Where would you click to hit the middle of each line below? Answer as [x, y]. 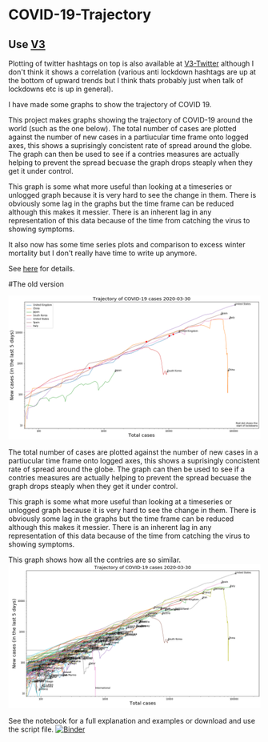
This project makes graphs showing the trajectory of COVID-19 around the [131, 120]
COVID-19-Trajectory [80, 15]
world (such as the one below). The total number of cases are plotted [123, 128]
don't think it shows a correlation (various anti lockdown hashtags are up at [132, 72]
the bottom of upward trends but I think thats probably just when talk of [126, 80]
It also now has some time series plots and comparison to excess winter [127, 245]
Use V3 [27, 44]
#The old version [36, 284]
